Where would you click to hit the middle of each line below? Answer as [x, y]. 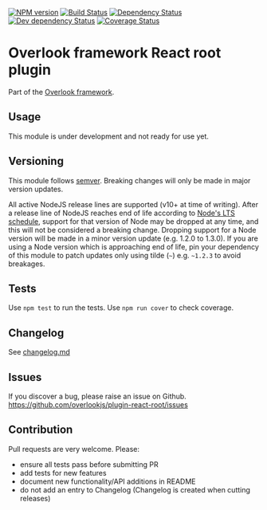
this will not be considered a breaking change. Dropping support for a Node [132, 229]
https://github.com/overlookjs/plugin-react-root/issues [98, 405]
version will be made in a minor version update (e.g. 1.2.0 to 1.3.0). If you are [133, 238]
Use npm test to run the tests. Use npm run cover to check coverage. [121, 308]
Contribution [41, 430]
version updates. [36, 189]
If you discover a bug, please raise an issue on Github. [98, 396]
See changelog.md [39, 352]
